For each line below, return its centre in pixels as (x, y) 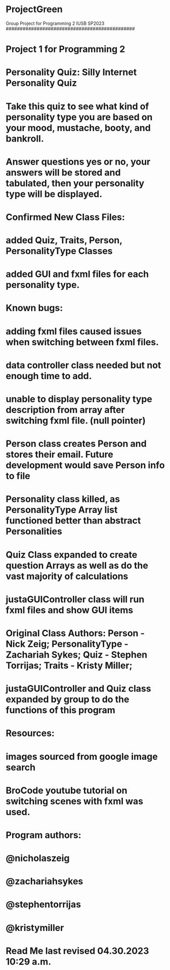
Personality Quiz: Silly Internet (71, 72)
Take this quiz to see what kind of (77, 106)
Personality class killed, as (63, 499)
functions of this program (60, 710)
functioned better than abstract (73, 521)
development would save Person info (85, 466)
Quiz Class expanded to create (72, 555)
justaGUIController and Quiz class (78, 689)
